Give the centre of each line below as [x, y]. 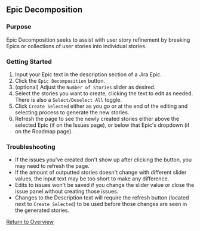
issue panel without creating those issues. [67, 191]
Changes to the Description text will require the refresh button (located [102, 198]
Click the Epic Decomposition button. [60, 80]
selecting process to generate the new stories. [72, 112]
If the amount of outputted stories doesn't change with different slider [101, 173]
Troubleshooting [31, 146]
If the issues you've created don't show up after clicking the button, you [103, 160]
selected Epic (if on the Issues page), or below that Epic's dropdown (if [102, 125]
